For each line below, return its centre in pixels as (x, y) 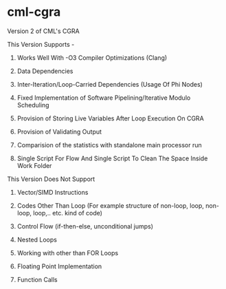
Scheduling (33, 105)
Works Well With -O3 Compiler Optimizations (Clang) (92, 57)
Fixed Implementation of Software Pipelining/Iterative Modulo (104, 98)
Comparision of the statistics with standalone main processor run (109, 144)
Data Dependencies (45, 71)
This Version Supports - (41, 44)
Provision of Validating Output (59, 131)
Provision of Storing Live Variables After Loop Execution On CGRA (110, 118)
